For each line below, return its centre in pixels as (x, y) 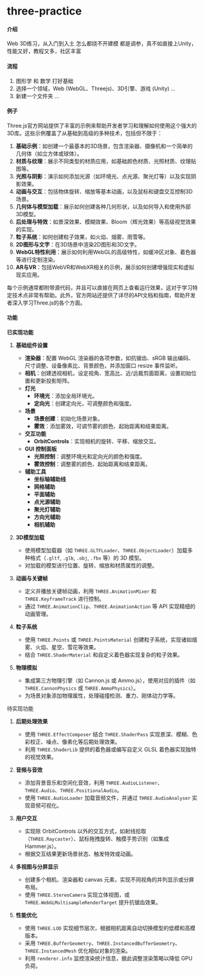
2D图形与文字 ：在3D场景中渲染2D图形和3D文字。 (77, 244)
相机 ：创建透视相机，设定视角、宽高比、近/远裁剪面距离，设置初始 (108, 373)
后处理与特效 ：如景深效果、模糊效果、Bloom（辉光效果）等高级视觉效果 (106, 222)
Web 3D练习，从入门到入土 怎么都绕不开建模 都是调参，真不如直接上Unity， (102, 44)
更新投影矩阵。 (54, 381)
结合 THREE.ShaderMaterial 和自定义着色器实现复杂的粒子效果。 (104, 655)
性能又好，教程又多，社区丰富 (44, 51)
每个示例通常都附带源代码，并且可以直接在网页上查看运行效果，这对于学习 (100, 287)
